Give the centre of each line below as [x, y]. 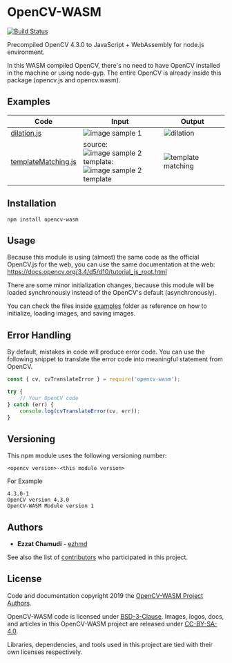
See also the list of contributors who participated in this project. [98, 557]
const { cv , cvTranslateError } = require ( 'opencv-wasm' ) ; [94, 379]
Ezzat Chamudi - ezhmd [52, 544]
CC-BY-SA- [201, 624]
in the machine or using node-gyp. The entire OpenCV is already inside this [114, 73]
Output [193, 121]
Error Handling [39, 335]
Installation [32, 204]
